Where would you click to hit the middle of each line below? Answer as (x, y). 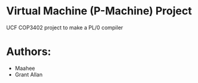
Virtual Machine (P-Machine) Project (99, 11)
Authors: (29, 52)
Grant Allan (29, 74)
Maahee (25, 68)
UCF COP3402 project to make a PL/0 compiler (65, 27)
